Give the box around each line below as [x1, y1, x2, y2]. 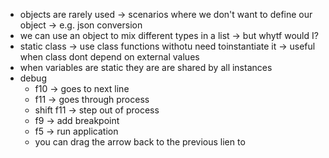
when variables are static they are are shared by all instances [19, 62, 273, 73]
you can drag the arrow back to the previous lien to [34, 136, 246, 148]
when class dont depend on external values [19, 51, 200, 63]
